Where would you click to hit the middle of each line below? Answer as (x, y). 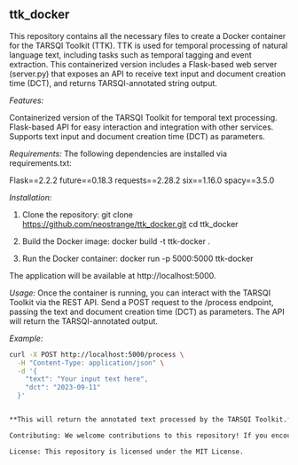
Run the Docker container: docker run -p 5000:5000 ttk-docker (138, 258)
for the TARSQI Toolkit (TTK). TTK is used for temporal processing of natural (149, 45)
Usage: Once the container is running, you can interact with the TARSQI (140, 293)
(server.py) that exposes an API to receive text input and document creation (148, 74)
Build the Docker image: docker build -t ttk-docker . (116, 241)
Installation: (31, 197)
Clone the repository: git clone (77, 214)
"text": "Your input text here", (87, 379)
